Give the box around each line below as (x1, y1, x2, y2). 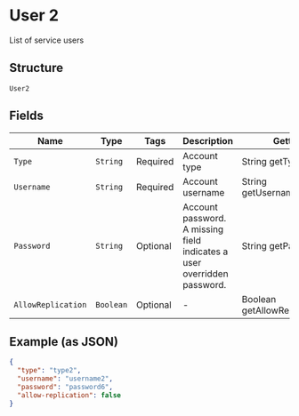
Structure (9, 60, 64, 76)
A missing (182, 223, 224, 236)
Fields (9, 108, 44, 124)
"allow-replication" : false (17, 390, 122, 400)
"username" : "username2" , (17, 374, 114, 383)
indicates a (182, 245, 229, 258)
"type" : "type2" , (17, 366, 82, 375)
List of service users (9, 35, 85, 45)
